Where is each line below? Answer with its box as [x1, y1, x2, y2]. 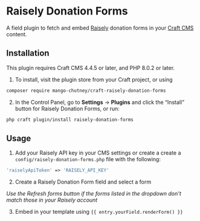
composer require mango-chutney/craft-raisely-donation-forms [6, 88, 166, 94]
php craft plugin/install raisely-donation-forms [6, 117, 134, 123]
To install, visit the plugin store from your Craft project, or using [15, 75, 173, 83]
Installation [6, 48, 50, 59]
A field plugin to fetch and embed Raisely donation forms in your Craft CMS [6, 24, 194, 31]
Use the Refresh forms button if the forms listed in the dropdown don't [6, 190, 181, 197]
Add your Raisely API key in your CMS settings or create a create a [15, 149, 181, 156]
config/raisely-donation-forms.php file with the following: [15, 156, 161, 163]
